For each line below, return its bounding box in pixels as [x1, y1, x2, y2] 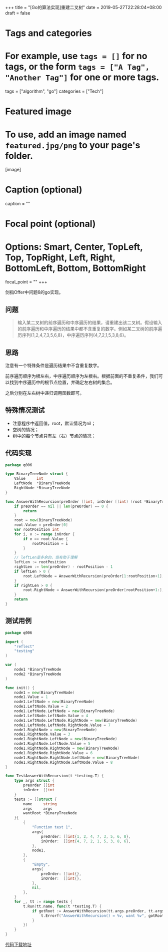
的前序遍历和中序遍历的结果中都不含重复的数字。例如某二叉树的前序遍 [17, 326, 162, 332]
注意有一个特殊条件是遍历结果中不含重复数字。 [5, 362, 101, 368]
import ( [5, 639, 23, 645]
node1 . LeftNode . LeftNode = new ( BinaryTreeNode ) [14, 709, 115, 714]
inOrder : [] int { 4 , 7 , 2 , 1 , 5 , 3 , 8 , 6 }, [40, 838, 131, 844]
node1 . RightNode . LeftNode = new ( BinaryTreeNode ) [14, 737, 117, 742]
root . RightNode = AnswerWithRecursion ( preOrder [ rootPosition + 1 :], [23, 587, 164, 592]
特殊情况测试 [5, 406, 45, 415]
